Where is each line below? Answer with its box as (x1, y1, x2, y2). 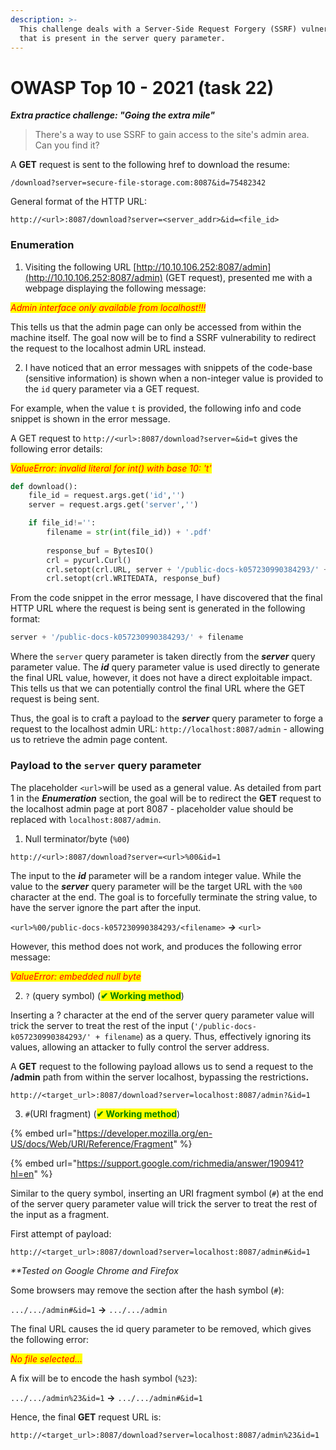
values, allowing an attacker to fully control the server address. (10, 1041, 270, 1053)
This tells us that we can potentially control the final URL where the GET (10, 682, 306, 695)
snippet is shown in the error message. (10, 412, 171, 425)
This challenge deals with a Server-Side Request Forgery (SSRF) (19, 24, 298, 34)
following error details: (10, 442, 103, 455)
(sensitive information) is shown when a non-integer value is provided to (24, 372, 324, 384)
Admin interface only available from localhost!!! (10, 301, 207, 313)
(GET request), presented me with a (164, 271, 313, 283)
